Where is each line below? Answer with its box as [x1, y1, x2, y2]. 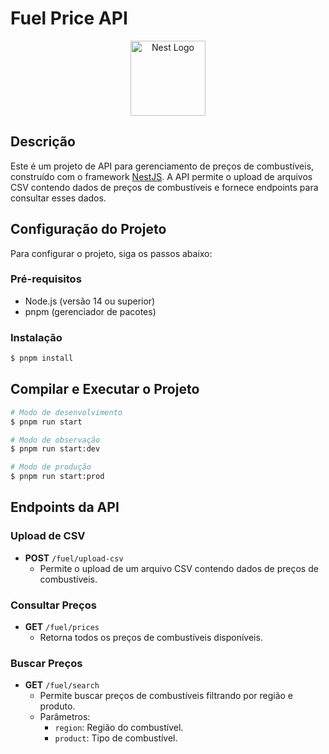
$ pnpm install [10, 353, 74, 364]
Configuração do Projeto [10, 221, 167, 238]
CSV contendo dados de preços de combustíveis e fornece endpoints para [10, 181, 319, 193]
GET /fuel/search [24, 679, 100, 691]
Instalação [10, 330, 63, 344]
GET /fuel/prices [24, 621, 100, 633]
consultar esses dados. [10, 192, 107, 204]
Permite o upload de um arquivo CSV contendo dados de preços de [39, 562, 319, 574]
